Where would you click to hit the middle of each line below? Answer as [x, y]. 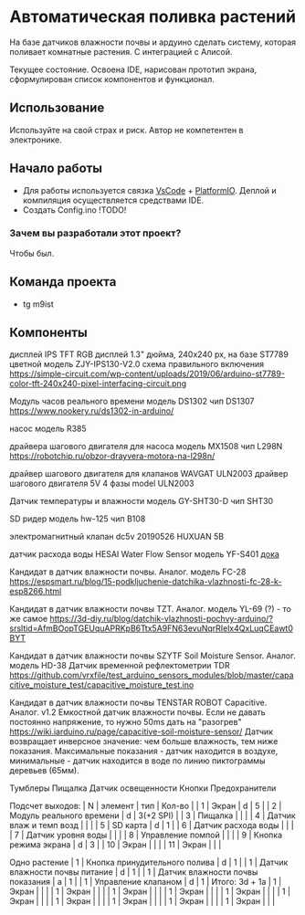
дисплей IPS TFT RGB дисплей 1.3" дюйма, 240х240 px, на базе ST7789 [149, 354]
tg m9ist [38, 304]
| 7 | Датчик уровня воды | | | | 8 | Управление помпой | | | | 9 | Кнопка [146, 835]
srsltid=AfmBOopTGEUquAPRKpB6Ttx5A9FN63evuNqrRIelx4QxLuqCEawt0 [152, 628]
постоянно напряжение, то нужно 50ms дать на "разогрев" [126, 722]
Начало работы [56, 168]
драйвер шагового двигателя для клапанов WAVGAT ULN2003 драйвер [149, 474]
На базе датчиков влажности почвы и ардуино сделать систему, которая [153, 42]
